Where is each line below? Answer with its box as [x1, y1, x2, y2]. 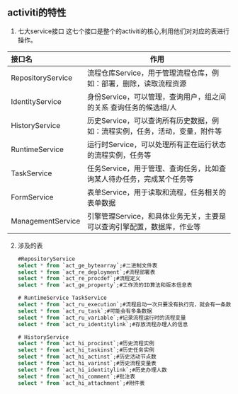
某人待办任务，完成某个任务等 [94, 174, 194, 184]
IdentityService [11, 96, 62, 106]
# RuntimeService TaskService [17, 294, 108, 302]
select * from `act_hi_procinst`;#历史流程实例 [17, 340, 154, 347]
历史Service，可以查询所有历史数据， [87, 115, 212, 125]
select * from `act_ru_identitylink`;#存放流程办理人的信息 [17, 320, 188, 328]
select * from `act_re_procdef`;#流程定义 [17, 275, 141, 282]
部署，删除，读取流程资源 [101, 79, 187, 88]
